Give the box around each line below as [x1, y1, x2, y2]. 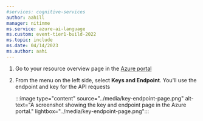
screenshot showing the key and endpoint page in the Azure [35, 101, 187, 108]
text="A [15, 101, 35, 108]
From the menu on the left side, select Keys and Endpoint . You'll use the [15, 76, 197, 83]
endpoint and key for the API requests [15, 83, 111, 90]
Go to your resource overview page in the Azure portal [15, 65, 152, 72]
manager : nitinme [6, 20, 50, 26]
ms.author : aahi [6, 48, 47, 54]
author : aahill [6, 15, 45, 21]
